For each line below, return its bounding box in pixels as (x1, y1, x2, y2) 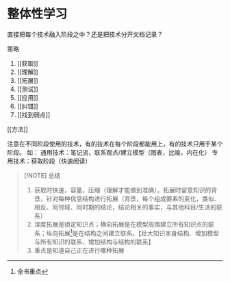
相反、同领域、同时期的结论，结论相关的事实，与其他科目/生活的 (34, 203, 217, 211)
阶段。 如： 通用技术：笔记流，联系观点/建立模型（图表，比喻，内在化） (7, 148, 211, 156)
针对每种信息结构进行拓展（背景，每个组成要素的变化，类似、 (46, 194, 220, 203)
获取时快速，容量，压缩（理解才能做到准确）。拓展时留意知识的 (34, 185, 212, 194)
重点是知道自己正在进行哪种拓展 (34, 246, 125, 254)
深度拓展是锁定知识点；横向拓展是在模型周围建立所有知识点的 (34, 220, 209, 228)
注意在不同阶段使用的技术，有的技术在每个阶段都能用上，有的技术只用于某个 (7, 140, 223, 148)
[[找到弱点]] (16, 110, 51, 118)
